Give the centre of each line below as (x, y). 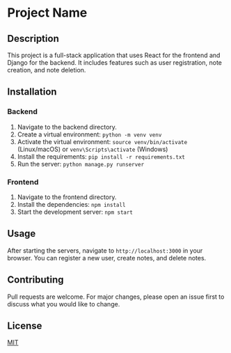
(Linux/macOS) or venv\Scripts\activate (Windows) (93, 149)
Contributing (35, 280)
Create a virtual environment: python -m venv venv (89, 134)
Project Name (47, 13)
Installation (32, 92)
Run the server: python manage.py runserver (81, 164)
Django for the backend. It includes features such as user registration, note (115, 63)
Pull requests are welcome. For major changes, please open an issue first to (116, 297)
